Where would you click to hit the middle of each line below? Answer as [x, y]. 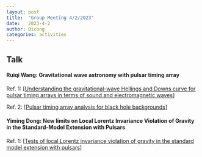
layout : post [23, 12]
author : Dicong [26, 29]
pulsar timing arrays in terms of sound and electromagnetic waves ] [91, 95]
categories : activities [37, 35]
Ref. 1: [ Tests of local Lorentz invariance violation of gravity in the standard [100, 141]
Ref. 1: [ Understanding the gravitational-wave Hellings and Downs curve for [101, 89]
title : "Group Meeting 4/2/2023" [50, 18]
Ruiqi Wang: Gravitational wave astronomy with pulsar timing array [93, 75]
